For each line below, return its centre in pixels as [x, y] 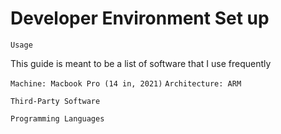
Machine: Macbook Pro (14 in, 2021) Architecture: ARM [126, 83]
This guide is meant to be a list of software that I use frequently [141, 63]
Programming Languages [57, 118]
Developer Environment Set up [140, 18]
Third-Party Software [55, 101]
